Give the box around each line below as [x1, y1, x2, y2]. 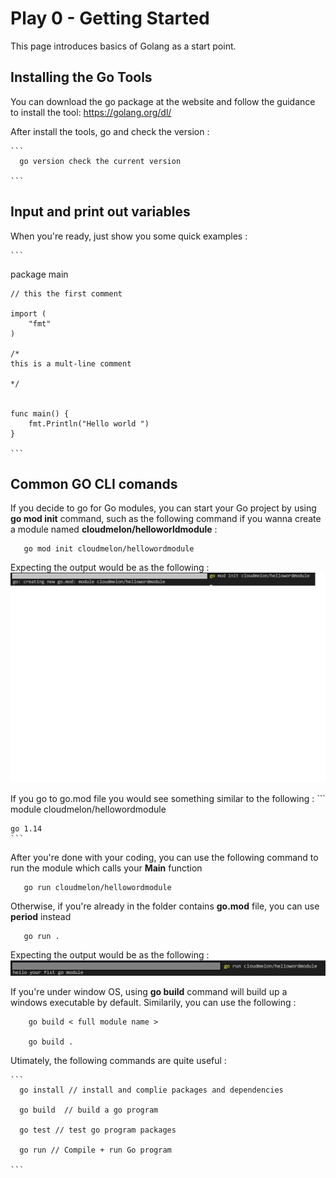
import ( [10, 308, 47, 319]
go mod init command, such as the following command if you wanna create [10, 513, 322, 525]
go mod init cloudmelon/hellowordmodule [23, 544, 195, 554]
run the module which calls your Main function [10, 862, 203, 874]
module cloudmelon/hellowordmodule [10, 803, 167, 816]
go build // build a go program [19, 1105, 159, 1116]
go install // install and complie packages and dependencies [19, 1085, 284, 1096]
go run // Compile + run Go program [19, 1145, 172, 1156]
